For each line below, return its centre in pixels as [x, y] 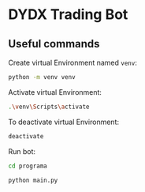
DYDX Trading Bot [68, 15]
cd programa [28, 166]
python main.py [33, 180]
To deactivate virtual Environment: [64, 122]
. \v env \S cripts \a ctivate [49, 107]
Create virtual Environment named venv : [73, 62]
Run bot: [22, 151]
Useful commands [54, 44]
